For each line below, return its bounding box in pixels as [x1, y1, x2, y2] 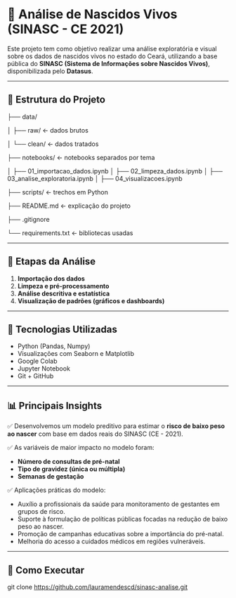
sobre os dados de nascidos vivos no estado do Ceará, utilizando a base [7, 52, 218, 60]
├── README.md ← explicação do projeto [7, 201, 131, 210]
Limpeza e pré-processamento [17, 281, 110, 290]
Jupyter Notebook [17, 364, 70, 373]
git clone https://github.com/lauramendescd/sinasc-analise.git [7, 583, 188, 591]
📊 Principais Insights [7, 399, 103, 411]
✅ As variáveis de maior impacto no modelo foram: [7, 444, 155, 452]
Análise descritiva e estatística [17, 289, 110, 298]
